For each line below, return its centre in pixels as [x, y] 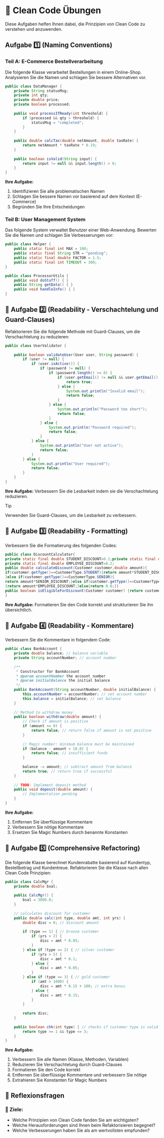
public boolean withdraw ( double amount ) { [58, 717]
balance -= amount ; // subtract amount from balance [77, 767]
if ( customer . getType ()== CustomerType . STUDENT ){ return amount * [70, 573]
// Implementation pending [50, 794]
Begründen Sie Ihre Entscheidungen [48, 207]
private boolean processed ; [42, 104]
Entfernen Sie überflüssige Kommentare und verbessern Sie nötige [79, 1075]
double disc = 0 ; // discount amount [61, 923]
